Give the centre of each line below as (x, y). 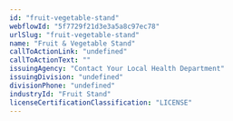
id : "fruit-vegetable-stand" (64, 18)
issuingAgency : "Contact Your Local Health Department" (117, 69)
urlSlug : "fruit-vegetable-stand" (75, 35)
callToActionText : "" (50, 60)
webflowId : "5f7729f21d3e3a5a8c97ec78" (85, 26)
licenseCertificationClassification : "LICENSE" (101, 102)
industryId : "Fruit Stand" (60, 94)
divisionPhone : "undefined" (63, 86)
